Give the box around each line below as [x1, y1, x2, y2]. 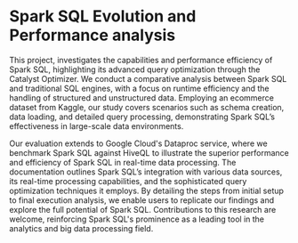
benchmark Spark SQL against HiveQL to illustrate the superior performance [9, 147, 289, 158]
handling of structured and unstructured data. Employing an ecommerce [9, 92, 274, 103]
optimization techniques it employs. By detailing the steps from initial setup [9, 185, 285, 196]
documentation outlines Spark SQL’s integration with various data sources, [9, 166, 283, 177]
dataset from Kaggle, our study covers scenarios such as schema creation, [9, 101, 285, 112]
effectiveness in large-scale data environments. [9, 120, 184, 131]
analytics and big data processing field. [9, 223, 154, 233]
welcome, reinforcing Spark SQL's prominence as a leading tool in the [9, 214, 265, 224]
